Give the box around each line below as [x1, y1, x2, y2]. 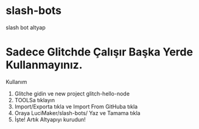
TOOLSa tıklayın [14, 96, 55, 103]
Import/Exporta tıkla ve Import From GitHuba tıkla [14, 103, 138, 110]
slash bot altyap [5, 24, 46, 31]
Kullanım [5, 78, 27, 85]
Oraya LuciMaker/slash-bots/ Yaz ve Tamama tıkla [14, 109, 141, 116]
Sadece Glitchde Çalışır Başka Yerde [5, 45, 193, 59]
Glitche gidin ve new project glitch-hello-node [14, 89, 130, 97]
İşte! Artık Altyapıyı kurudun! [14, 116, 86, 123]
